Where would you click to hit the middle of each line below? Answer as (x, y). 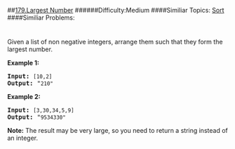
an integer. (23, 138)
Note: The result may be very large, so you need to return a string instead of (117, 130)
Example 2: (24, 97)
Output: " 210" (31, 83)
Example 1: (23, 63)
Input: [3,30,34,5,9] (41, 110)
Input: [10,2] (30, 76)
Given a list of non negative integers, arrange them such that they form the (115, 42)
